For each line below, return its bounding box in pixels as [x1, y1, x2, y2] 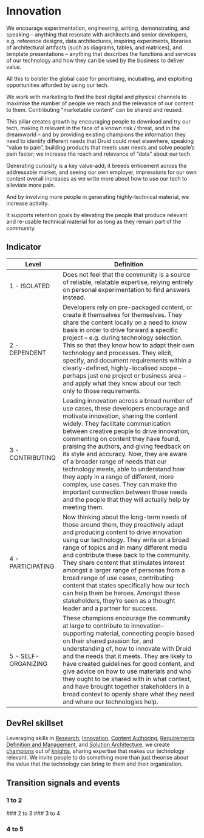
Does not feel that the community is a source [63, 270, 191, 279]
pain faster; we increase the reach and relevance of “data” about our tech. [6, 150, 192, 158]
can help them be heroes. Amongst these [63, 589, 180, 597]
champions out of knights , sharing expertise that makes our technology [6, 747, 185, 755]
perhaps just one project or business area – [63, 371, 186, 379]
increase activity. [6, 199, 49, 207]
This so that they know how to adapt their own [63, 341, 194, 349]
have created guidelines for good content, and [63, 659, 195, 668]
